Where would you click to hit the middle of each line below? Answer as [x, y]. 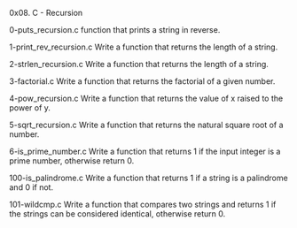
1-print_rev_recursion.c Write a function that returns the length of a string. [144, 47]
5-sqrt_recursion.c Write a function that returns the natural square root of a [146, 125]
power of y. [30, 108]
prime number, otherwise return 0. [72, 161]
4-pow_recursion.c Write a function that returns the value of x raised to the [146, 98]
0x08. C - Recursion [46, 13]
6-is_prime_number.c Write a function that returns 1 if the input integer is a [145, 151]
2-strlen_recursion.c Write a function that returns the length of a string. [139, 64]
